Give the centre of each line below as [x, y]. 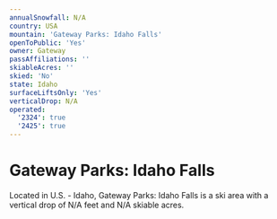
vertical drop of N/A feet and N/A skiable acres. [97, 205]
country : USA [34, 26]
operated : [28, 109]
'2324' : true [42, 118]
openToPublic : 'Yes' [48, 43]
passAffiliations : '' [50, 59]
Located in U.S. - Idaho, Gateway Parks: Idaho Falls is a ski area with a [139, 195]
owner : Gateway [38, 51]
